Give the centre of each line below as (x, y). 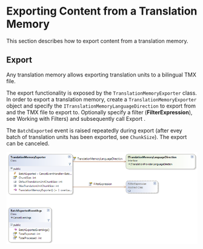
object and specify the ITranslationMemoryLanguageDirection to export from (101, 106)
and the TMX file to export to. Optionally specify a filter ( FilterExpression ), (99, 112)
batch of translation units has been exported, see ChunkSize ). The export (97, 137)
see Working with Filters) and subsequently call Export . (76, 118)
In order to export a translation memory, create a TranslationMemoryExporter (101, 99)
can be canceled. (28, 143)
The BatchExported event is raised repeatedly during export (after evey (95, 130)
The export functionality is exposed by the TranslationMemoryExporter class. (101, 93)
